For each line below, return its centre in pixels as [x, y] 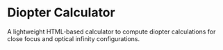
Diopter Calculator [61, 13]
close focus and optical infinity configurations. [74, 38]
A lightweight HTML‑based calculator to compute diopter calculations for [111, 32]
